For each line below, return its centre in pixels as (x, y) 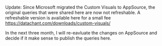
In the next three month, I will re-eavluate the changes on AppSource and (81, 33)
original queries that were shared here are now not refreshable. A (73, 12)
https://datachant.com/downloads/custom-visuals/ (58, 23)
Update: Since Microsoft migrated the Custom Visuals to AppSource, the (80, 7)
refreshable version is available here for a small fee (58, 18)
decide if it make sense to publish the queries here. (58, 38)
